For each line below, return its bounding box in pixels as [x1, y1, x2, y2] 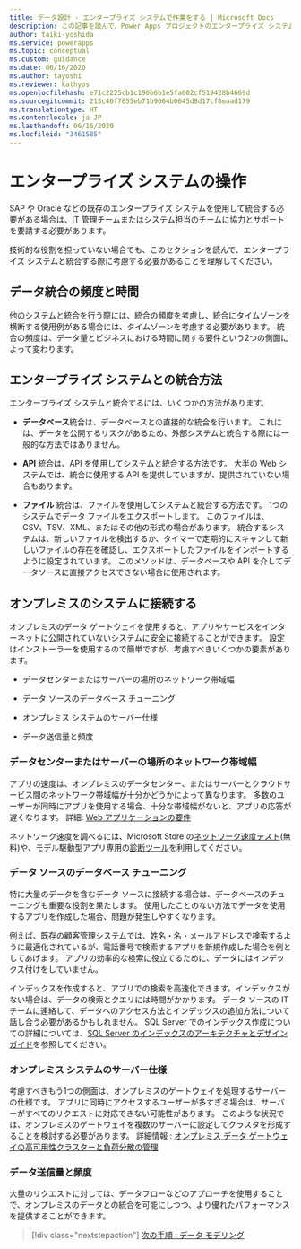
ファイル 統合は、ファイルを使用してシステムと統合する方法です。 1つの [21, 500, 288, 511]
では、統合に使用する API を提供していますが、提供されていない [46, 469, 282, 480]
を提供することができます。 [9, 1210, 111, 1221]
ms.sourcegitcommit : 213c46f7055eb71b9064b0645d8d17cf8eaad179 [9, 96, 251, 106]
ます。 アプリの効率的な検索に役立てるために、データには [39, 952, 254, 963]
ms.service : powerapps [9, 38, 94, 48]
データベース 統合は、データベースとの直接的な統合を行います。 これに [21, 416, 282, 427]
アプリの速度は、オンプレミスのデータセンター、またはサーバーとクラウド [9, 778, 284, 789]
